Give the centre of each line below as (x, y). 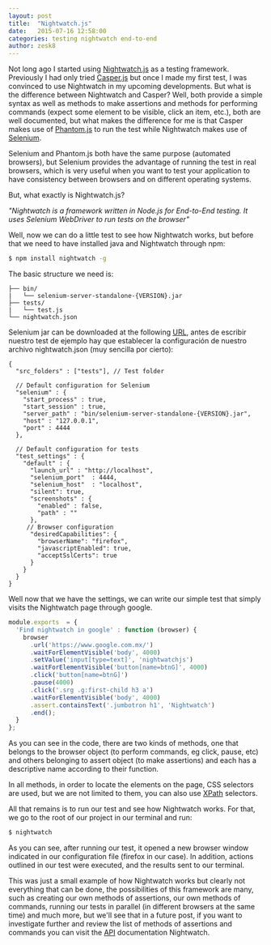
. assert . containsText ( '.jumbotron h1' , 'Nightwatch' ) (123, 705)
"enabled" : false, (70, 506)
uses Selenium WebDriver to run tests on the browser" (99, 219)
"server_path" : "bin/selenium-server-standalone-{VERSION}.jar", (137, 414)
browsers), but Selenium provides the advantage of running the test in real (132, 162)
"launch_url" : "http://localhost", (91, 470)
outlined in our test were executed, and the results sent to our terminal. (127, 865)
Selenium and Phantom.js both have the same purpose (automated (119, 154)
